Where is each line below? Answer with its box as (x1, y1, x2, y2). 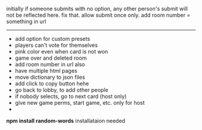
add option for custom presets (14, 36, 90, 42)
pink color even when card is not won (14, 48, 108, 55)
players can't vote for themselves (14, 42, 98, 49)
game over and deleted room (14, 54, 87, 61)
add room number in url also (14, 61, 85, 68)
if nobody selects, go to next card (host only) (14, 93, 127, 100)
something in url (6, 18, 47, 25)
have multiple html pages (14, 67, 78, 74)
